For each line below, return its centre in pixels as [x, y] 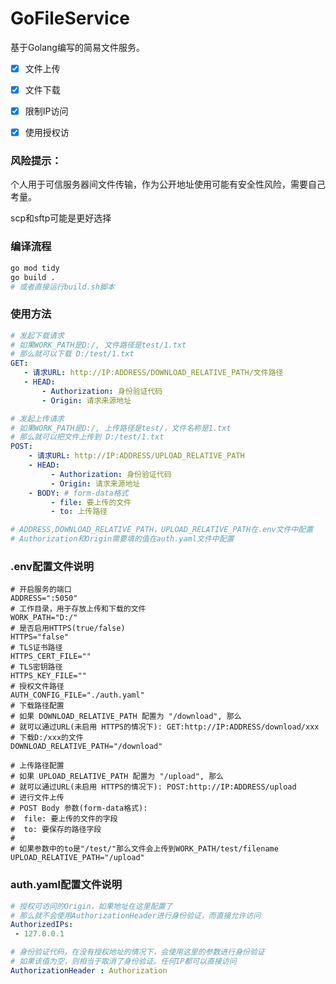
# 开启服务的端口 [41, 590]
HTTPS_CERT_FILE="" [51, 657]
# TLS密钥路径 [36, 667]
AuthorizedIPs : [42, 925]
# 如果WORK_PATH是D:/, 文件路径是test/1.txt [98, 345]
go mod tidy [35, 268]
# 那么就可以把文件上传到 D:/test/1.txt [87, 437]
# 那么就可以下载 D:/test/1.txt [72, 354]
